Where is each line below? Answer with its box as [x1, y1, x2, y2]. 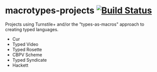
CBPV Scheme [12, 52, 42, 58]
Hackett [12, 62, 29, 68]
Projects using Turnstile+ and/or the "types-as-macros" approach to [5, 21, 145, 27]
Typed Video [12, 41, 39, 47]
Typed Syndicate [12, 57, 47, 63]
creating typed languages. [5, 26, 59, 32]
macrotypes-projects [5, 5, 95, 16]
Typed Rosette [12, 46, 42, 52]
